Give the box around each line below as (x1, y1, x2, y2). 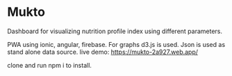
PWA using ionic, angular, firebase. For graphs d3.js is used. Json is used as (7, 40, 226, 48)
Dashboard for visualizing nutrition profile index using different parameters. (7, 27, 223, 35)
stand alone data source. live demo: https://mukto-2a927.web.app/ (7, 48, 199, 56)
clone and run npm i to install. (7, 61, 92, 69)
